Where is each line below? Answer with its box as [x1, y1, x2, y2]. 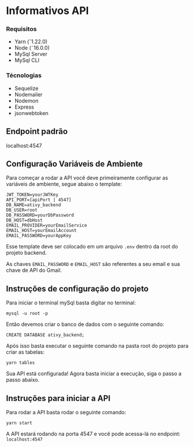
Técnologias [6, 71, 42, 79]
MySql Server [14, 51, 48, 58]
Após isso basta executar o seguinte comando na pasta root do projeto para [6, 342, 189, 349]
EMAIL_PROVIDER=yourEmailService [6, 223, 87, 228]
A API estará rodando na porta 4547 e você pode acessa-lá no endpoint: [6, 431, 181, 438]
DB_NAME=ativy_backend [6, 202, 61, 208]
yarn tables [6, 360, 35, 366]
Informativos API [6, 4, 89, 18]
